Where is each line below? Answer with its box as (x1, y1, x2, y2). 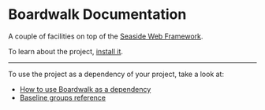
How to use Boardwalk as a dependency (19, 84, 151, 93)
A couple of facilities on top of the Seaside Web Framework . (8, 31, 203, 41)
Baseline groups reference (19, 93, 106, 102)
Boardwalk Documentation (8, 5, 187, 24)
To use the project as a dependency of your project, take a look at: (8, 69, 225, 79)
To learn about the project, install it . (8, 46, 124, 56)
